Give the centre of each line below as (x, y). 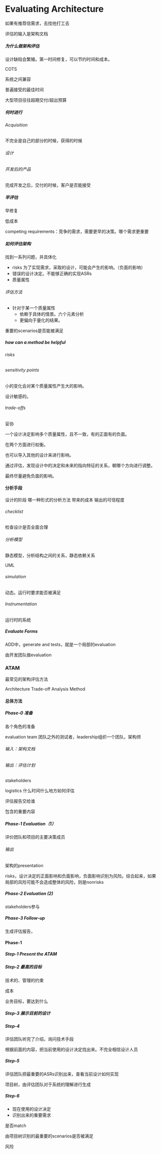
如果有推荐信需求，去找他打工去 (37, 23)
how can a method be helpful (35, 342)
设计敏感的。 (18, 396)
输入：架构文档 (20, 749)
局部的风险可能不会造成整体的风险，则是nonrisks (55, 882)
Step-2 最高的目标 (23, 967)
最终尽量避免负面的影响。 (31, 476)
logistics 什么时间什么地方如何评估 (40, 791)
